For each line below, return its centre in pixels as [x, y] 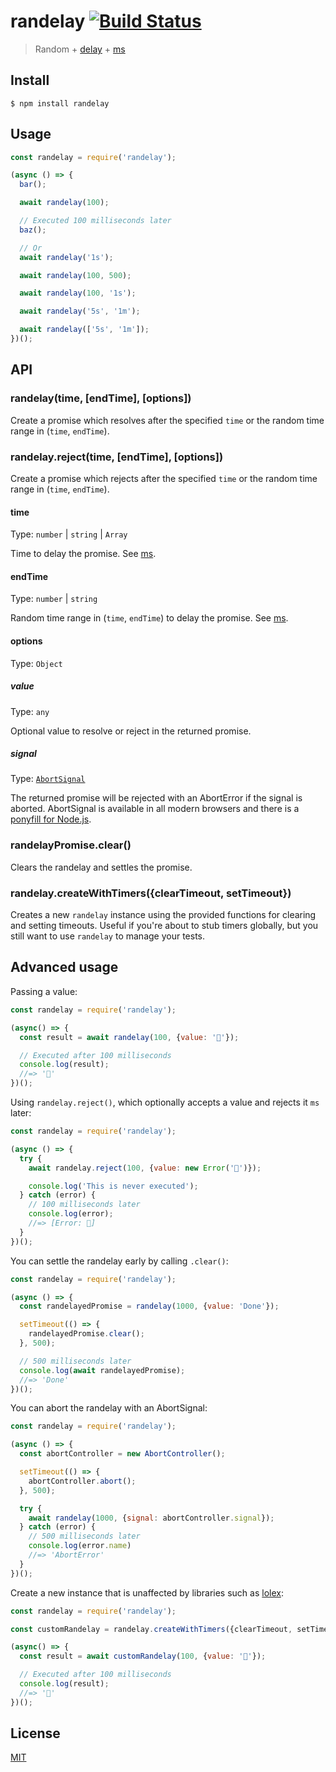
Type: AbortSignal [48, 779]
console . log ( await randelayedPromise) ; [102, 1370]
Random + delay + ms [80, 49]
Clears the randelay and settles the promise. [101, 867]
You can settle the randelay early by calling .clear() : [119, 1261]
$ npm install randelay [60, 103]
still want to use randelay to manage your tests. [108, 936]
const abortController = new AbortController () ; [122, 1454]
